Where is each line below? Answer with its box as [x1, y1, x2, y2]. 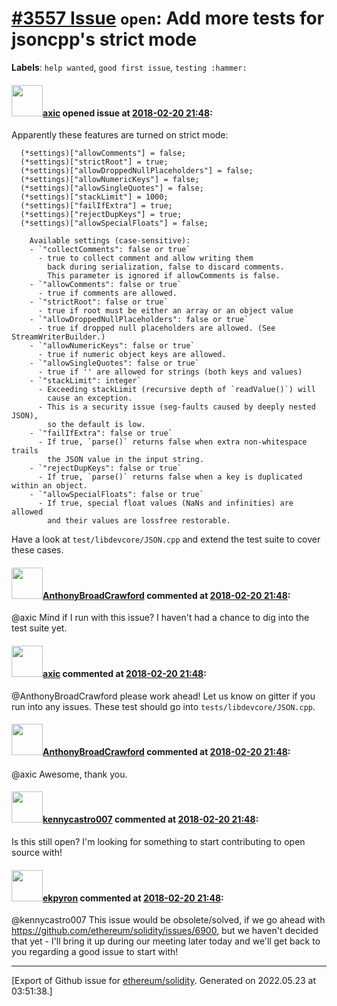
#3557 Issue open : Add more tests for [11, 7, 325, 30]
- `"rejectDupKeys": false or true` [29, 463, 183, 474]
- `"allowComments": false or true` [29, 280, 183, 290]
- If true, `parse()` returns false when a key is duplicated [37, 472, 303, 482]
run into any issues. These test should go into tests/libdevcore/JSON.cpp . [11, 700, 316, 712]
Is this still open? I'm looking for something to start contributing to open [11, 835, 306, 847]
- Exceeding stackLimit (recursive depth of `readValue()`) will [37, 385, 316, 395]
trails [11, 446, 39, 456]
